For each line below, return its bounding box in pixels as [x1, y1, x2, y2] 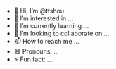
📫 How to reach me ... [13, 37, 79, 45]
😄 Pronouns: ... [13, 47, 60, 56]
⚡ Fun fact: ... [13, 55, 53, 63]
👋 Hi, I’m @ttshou [13, 7, 65, 15]
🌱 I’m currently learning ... [13, 22, 89, 30]
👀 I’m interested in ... [13, 14, 74, 23]
